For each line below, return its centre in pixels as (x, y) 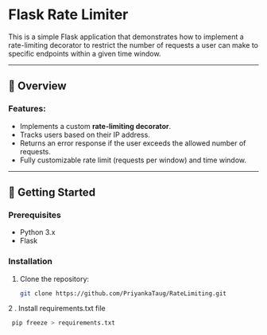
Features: (27, 109)
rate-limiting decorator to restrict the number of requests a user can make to (133, 45)
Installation (31, 262)
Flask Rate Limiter (68, 15)
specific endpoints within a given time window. (85, 53)
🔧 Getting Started (52, 193)
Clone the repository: (54, 279)
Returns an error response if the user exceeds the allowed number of (133, 143)
